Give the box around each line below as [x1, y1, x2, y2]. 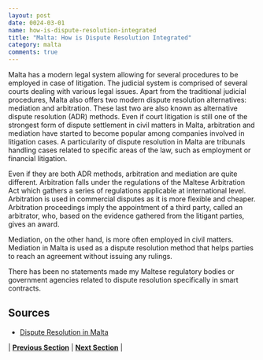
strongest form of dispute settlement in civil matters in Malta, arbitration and [8, 120, 255, 129]
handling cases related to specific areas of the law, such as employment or [8, 145, 251, 155]
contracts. [8, 283, 42, 293]
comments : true [8, 48, 58, 56]
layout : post [8, 11, 51, 20]
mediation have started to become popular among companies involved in [8, 129, 246, 138]
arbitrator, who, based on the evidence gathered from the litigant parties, [8, 211, 245, 220]
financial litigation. [8, 154, 68, 163]
